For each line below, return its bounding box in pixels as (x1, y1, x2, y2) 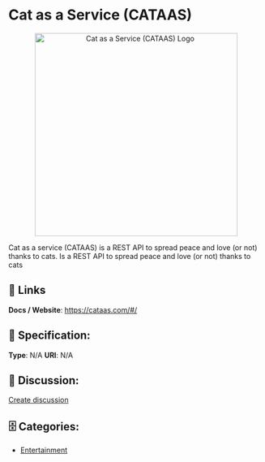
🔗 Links (8, 283, 46, 297)
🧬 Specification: (8, 329, 91, 343)
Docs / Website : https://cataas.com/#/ (8, 304, 138, 314)
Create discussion (8, 395, 69, 405)
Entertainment (19, 445, 68, 456)
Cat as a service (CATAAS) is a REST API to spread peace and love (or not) (8, 242, 258, 253)
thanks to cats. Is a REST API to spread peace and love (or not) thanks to (8, 251, 251, 261)
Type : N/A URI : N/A (8, 350, 74, 360)
